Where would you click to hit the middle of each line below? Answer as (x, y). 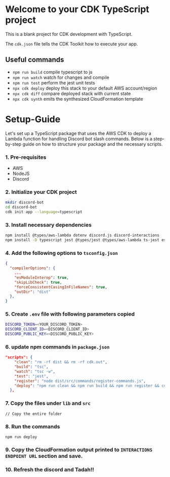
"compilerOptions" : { (33, 268)
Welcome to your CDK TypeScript (77, 9)
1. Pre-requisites (26, 157)
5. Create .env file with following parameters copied (70, 314)
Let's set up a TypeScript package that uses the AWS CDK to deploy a (78, 133)
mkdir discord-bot (25, 203)
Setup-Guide (33, 119)
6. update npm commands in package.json (57, 346)
